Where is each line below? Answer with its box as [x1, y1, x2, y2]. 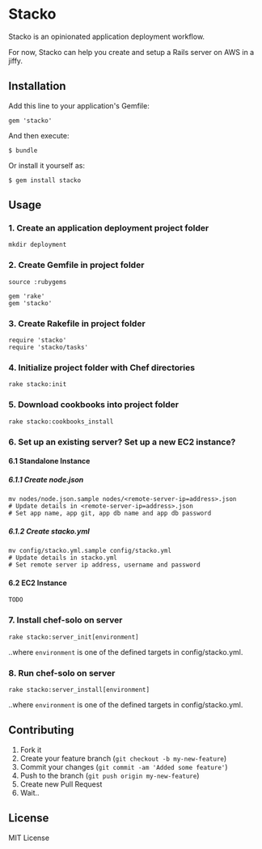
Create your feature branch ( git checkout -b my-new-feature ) [19, 753, 227, 763]
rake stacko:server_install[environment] [8, 686, 150, 694]
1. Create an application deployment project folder [8, 223, 209, 234]
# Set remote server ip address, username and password [8, 561, 201, 569]
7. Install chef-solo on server [8, 614, 123, 626]
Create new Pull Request [19, 779, 103, 789]
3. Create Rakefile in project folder [8, 317, 146, 329]
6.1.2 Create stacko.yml [8, 526, 91, 536]
